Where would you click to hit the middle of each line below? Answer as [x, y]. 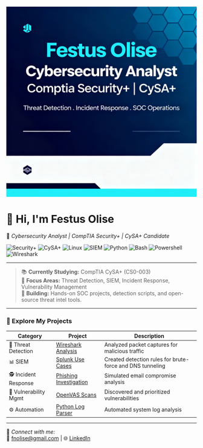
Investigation [72, 382]
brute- [181, 359]
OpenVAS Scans [76, 395]
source [30, 299]
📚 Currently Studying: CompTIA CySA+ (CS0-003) [86, 272]
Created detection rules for [138, 359]
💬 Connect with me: [31, 432]
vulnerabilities [122, 398]
